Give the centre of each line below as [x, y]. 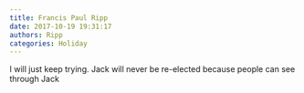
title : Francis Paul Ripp [58, 18]
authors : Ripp [37, 35]
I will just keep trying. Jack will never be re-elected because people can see [152, 69]
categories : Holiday [49, 43]
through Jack [34, 79]
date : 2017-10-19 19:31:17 [61, 26]
